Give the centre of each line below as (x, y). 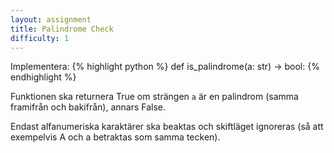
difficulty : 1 (40, 38)
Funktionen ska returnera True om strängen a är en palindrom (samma (154, 97)
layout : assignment (51, 19)
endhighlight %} (43, 77)
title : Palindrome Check (62, 29)
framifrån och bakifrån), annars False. (88, 107)
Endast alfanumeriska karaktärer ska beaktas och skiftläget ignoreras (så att (167, 127)
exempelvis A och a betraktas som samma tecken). (115, 137)
